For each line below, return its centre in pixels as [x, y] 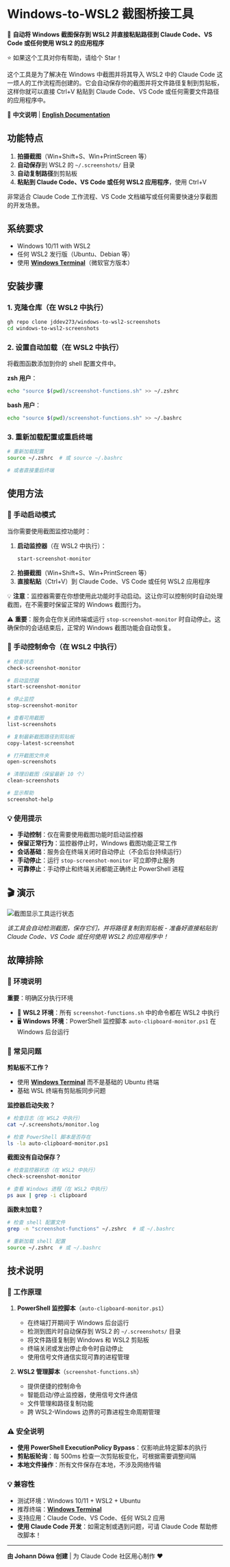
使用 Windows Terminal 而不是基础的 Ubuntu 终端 [88, 1082]
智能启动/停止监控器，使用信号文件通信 [82, 1395]
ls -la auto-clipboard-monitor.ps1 [58, 1144]
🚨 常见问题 [25, 1051]
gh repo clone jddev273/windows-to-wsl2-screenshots [84, 322]
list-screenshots [32, 724]
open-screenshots [32, 762]
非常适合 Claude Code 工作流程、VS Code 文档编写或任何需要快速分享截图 [112, 196]
